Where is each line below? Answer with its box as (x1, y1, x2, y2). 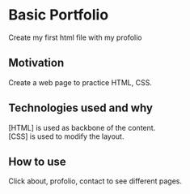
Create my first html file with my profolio (8, 32, 142, 42)
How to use (8, 154, 66, 168)
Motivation (8, 56, 65, 70)
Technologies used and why (8, 101, 154, 115)
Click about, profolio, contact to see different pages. (8, 176, 182, 186)
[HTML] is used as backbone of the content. (8, 123, 156, 132)
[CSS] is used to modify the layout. (8, 131, 125, 141)
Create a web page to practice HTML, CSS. (8, 77, 152, 87)
